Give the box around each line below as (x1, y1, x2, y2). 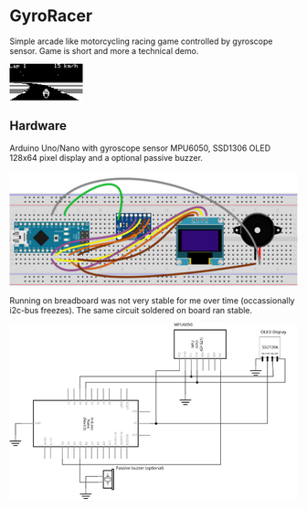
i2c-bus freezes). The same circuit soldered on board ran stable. (9, 305, 253, 316)
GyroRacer (9, 5, 93, 27)
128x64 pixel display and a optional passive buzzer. (9, 152, 204, 163)
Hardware (9, 118, 67, 133)
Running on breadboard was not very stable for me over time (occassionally (9, 295, 295, 306)
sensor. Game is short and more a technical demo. (9, 45, 199, 56)
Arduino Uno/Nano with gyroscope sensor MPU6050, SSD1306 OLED (9, 143, 271, 154)
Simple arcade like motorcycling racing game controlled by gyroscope (9, 36, 273, 47)
